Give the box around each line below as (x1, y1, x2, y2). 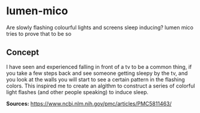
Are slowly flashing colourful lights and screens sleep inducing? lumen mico (6, 24, 193, 31)
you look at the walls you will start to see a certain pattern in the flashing (6, 76, 185, 83)
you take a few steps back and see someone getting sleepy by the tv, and (6, 70, 188, 77)
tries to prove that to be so (6, 30, 72, 37)
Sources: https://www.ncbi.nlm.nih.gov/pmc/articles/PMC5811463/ (6, 100, 172, 107)
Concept (6, 48, 40, 58)
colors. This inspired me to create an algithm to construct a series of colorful (6, 82, 195, 89)
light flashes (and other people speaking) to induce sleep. (6, 88, 149, 96)
